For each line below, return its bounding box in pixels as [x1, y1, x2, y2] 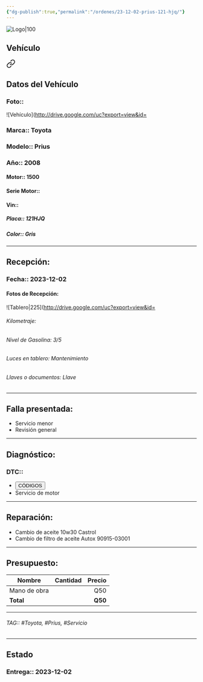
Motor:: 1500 [6, 174, 40, 181]
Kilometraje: [6, 317, 36, 325]
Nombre [17, 576, 41, 584]
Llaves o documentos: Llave [6, 373, 77, 381]
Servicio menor [14, 420, 53, 427]
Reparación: [6, 512, 53, 523]
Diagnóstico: [6, 449, 56, 460]
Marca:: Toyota [6, 126, 52, 135]
